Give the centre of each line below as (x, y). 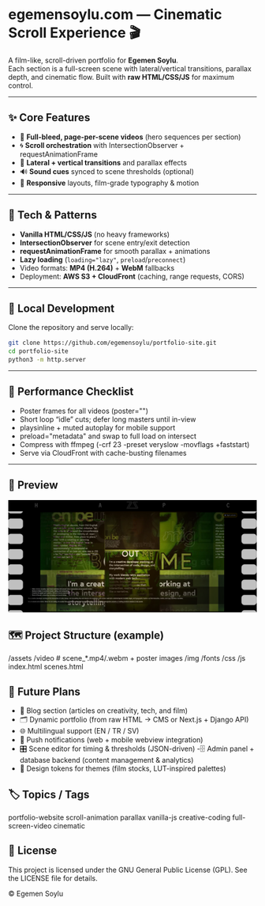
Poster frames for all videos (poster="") (84, 411)
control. (21, 85)
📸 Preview (33, 485)
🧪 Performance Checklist (71, 392)
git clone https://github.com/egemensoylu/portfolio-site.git (112, 343)
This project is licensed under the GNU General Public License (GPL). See (128, 870)
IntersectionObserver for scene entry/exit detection (105, 242)
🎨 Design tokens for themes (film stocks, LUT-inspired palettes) (123, 768)
